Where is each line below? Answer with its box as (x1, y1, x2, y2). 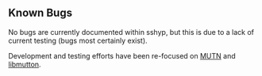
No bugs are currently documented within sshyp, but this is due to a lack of (8, 27, 254, 36)
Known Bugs (8, 6, 73, 20)
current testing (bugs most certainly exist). (8, 36, 148, 45)
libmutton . (8, 59, 41, 69)
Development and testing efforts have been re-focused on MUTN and (8, 51, 236, 60)
